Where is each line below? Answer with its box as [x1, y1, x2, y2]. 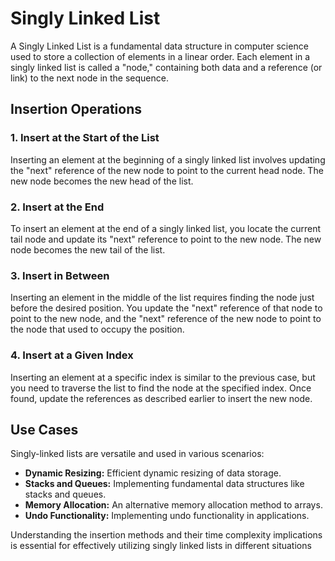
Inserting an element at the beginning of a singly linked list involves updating [10, 153, 326, 166]
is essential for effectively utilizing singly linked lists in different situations [10, 540, 312, 552]
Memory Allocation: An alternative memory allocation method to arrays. [24, 499, 323, 511]
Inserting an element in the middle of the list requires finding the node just [10, 292, 315, 304]
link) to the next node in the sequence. [10, 72, 169, 84]
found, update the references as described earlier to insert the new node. [10, 392, 313, 404]
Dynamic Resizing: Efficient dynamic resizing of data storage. [24, 467, 282, 479]
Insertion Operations [10, 101, 142, 118]
